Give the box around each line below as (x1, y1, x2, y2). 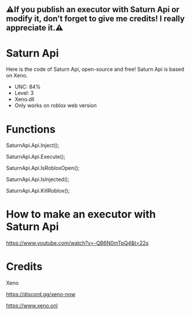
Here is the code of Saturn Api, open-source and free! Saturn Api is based (6, 66, 185, 73)
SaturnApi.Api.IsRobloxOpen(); (6, 165, 80, 172)
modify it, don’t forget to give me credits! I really (6, 14, 185, 24)
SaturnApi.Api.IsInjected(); (6, 176, 70, 183)
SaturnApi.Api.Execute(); (6, 153, 65, 160)
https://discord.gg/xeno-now (6, 291, 76, 298)
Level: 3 (14, 90, 34, 97)
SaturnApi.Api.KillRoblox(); (6, 187, 70, 194)
